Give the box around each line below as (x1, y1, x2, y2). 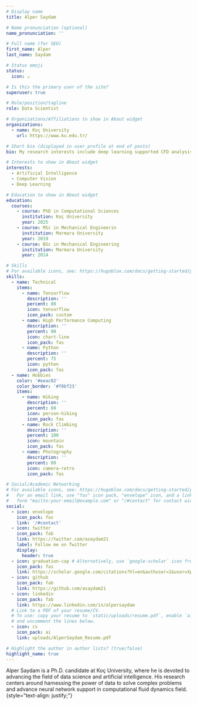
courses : (11, 203, 33, 209)
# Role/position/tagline (6, 100, 67, 106)
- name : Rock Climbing (21, 422, 77, 428)
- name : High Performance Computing (21, 317, 111, 323)
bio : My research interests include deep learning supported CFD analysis (6, 148, 193, 155)
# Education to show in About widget (6, 192, 98, 198)
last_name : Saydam (6, 52, 51, 58)
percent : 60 (27, 405, 57, 411)
